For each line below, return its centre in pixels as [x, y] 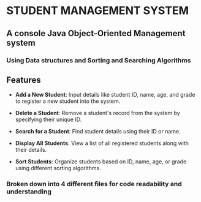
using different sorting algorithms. [58, 168]
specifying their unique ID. [48, 119]
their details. [31, 150]
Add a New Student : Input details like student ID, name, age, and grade [105, 95]
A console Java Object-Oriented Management [96, 33]
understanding [29, 192]
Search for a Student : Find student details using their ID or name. [98, 132]
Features [24, 80]
